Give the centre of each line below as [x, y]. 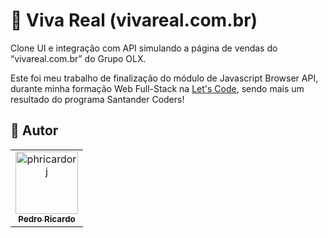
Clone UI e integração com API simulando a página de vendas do [144, 48]
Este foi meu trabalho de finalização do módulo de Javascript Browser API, [164, 78]
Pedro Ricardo [47, 218]
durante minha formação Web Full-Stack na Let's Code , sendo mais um [157, 88]
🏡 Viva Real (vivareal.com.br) [134, 20]
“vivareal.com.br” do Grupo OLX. [78, 58]
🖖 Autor [34, 130]
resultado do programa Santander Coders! [97, 99]
